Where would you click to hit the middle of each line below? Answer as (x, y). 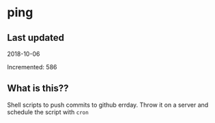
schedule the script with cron (48, 112)
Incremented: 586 (32, 67)
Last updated (36, 38)
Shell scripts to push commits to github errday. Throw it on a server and (108, 105)
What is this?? (38, 89)
